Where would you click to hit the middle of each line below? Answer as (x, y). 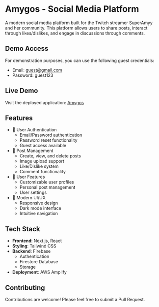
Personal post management (47, 187)
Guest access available (43, 146)
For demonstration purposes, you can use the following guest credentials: (80, 61)
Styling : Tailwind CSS (34, 246)
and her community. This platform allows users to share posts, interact (76, 28)
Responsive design (39, 203)
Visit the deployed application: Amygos (45, 102)
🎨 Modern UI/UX (29, 198)
